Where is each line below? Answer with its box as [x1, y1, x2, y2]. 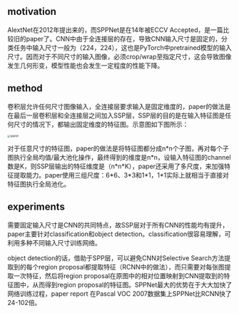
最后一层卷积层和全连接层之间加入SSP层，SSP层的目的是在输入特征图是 [13, 111, 225, 120]
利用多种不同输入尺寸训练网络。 [7, 238, 101, 247]
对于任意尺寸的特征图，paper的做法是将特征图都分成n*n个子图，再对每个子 [7, 144, 230, 153]
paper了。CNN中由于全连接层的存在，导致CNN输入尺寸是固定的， [26, 34, 222, 43]
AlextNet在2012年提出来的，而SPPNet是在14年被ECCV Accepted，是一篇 [7, 25, 223, 34]
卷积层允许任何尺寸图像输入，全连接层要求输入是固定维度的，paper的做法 [7, 102, 225, 111]
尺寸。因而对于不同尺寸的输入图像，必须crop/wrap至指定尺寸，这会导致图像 [7, 52, 232, 61]
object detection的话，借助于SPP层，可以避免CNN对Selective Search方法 [7, 253, 225, 262]
